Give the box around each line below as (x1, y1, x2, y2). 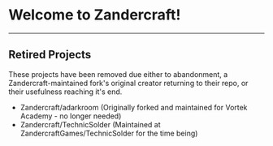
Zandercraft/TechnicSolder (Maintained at (19, 119, 161, 129)
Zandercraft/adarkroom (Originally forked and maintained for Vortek (19, 102, 248, 112)
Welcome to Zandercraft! (8, 6, 181, 24)
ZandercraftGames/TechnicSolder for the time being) (19, 128, 198, 138)
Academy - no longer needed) (19, 111, 122, 121)
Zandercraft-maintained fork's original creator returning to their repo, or (8, 78, 249, 88)
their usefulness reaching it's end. (8, 87, 123, 97)
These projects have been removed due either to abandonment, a (8, 69, 228, 79)
